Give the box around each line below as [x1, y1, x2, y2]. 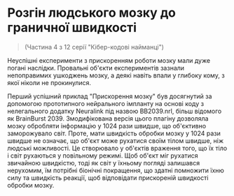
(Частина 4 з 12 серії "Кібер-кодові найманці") [24, 43, 165, 51]
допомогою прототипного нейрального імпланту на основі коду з [7, 99, 205, 107]
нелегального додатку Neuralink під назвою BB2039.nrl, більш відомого [7, 107, 222, 115]
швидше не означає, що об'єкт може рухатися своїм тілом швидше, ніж [7, 136, 224, 144]
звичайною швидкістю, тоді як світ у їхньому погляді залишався [7, 158, 200, 167]
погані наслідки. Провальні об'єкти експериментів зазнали [7, 63, 184, 72]
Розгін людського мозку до [7, 5, 177, 21]
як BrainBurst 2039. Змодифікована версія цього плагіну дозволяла [7, 114, 209, 123]
